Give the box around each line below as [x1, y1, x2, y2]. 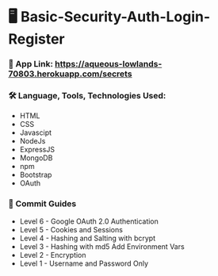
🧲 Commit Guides [8, 198, 77, 209]
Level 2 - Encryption [19, 250, 86, 259]
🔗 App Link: [8, 59, 54, 70]
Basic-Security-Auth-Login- [20, 8, 211, 26]
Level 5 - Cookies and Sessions [19, 224, 123, 234]
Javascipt [19, 128, 52, 137]
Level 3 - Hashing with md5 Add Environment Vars [19, 241, 185, 251]
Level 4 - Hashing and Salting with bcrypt [19, 233, 156, 243]
